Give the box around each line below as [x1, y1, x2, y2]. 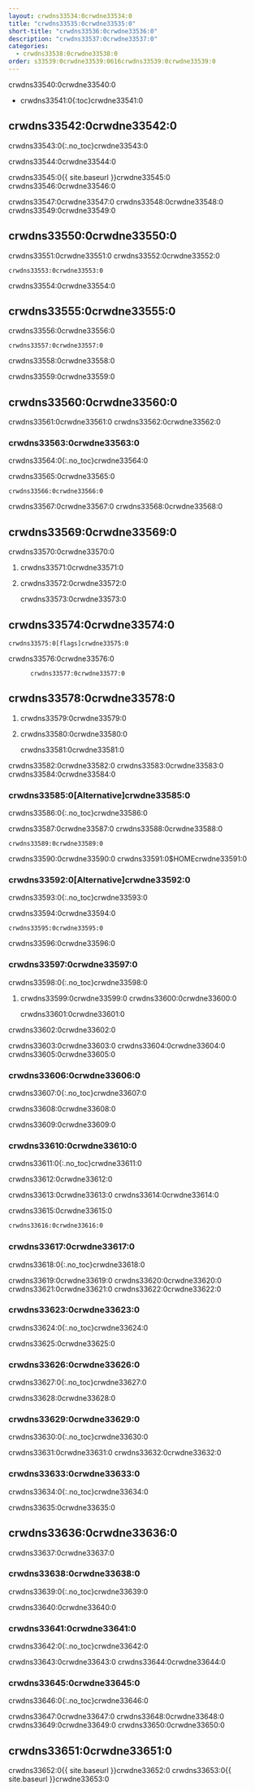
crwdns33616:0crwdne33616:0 [8, 1221, 104, 1230]
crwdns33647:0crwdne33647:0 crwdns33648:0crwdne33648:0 [8, 1712, 225, 1722]
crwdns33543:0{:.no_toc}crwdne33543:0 [8, 140, 149, 151]
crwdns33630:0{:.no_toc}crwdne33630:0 [8, 1432, 149, 1442]
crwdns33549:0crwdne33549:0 [8, 205, 116, 215]
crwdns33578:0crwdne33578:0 [8, 692, 176, 706]
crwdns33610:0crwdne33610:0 [8, 1140, 137, 1151]
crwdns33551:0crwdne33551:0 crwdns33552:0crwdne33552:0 [8, 250, 221, 261]
